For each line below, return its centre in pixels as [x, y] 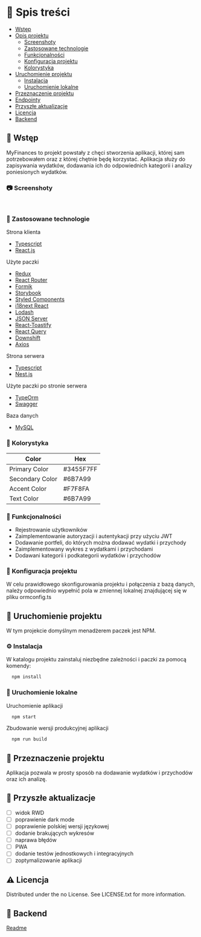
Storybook [28, 293]
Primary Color [29, 469]
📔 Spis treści [38, 12]
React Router [31, 280]
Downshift [28, 338]
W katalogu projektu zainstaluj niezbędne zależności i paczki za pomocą [97, 660]
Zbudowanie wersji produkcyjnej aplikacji [57, 728]
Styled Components [40, 299]
